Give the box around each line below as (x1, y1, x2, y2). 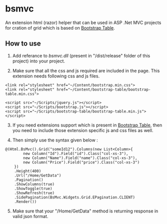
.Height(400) (14, 168, 41, 173)
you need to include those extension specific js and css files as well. (12, 127, 153, 133)
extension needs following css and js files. (12, 73, 100, 79)
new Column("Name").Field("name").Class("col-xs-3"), (23, 155, 137, 160)
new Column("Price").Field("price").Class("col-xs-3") (23, 159, 140, 165)
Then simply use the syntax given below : (12, 137, 98, 143)
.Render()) (14, 199, 37, 204)
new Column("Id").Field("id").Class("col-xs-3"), (23, 151, 128, 156)
